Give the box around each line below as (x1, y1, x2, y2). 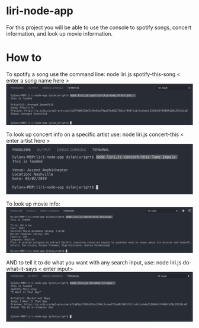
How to (6, 51, 42, 65)
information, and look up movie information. (6, 30, 113, 37)
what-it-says (6, 266, 37, 273)
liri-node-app (6, 4, 73, 18)
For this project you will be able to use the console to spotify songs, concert (6, 24, 191, 31)
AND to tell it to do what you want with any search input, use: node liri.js (6, 259, 182, 266)
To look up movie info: (6, 200, 60, 207)
